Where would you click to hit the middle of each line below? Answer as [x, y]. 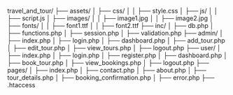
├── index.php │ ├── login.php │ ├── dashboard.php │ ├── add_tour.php [116, 41]
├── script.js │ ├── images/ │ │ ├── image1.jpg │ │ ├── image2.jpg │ [111, 18]
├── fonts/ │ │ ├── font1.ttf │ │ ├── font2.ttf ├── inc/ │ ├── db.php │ [111, 25]
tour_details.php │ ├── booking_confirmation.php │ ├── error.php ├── [111, 78]
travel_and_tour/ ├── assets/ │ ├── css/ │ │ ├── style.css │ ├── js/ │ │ [113, 11]
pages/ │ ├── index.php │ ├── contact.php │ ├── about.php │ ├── [107, 70]
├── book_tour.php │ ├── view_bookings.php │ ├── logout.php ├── [108, 63]
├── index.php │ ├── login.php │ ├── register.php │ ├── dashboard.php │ [118, 55]
